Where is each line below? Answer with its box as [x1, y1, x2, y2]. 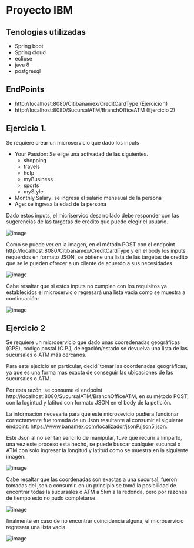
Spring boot [14, 42, 44, 49]
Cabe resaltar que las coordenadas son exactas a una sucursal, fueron [6, 476, 178, 483]
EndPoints [6, 85, 45, 95]
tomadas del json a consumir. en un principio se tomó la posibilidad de [6, 482, 176, 489]
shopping [23, 156, 47, 163]
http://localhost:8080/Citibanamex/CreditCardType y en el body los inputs [6, 247, 186, 254]
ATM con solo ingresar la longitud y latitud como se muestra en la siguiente [6, 447, 188, 454]
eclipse [14, 55, 32, 62]
